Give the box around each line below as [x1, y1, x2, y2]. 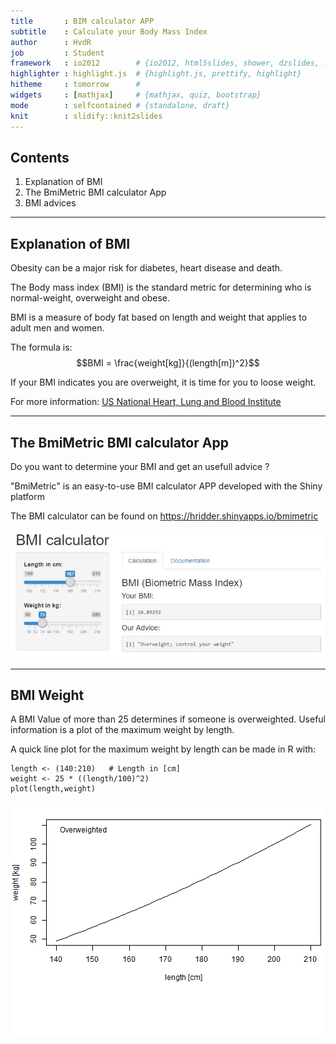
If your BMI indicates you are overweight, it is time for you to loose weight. [10, 376, 317, 389]
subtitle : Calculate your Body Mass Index [10, 26, 208, 37]
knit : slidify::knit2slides [10, 111, 163, 121]
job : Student [10, 48, 105, 58]
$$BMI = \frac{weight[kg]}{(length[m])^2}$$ [76, 357, 260, 369]
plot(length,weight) [10, 784, 97, 794]
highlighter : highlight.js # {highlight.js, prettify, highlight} [10, 69, 302, 79]
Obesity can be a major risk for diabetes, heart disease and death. [10, 262, 283, 274]
